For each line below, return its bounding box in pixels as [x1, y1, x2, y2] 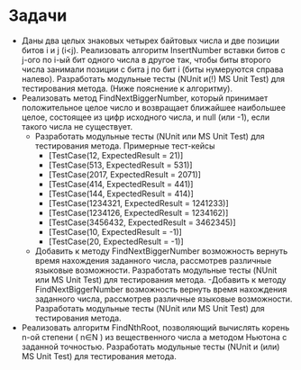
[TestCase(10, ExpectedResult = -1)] [48, 226, 182, 237]
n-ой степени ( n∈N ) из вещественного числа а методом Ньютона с [21, 331, 287, 342]
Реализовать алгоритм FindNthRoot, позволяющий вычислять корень [21, 321, 290, 333]
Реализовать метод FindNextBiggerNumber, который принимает [21, 92, 269, 104]
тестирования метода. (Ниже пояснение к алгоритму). [21, 83, 233, 94]
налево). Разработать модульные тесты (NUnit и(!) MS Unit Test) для [21, 73, 286, 84]
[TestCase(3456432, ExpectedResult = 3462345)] [48, 217, 236, 228]
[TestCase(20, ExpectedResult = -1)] [48, 236, 184, 247]
